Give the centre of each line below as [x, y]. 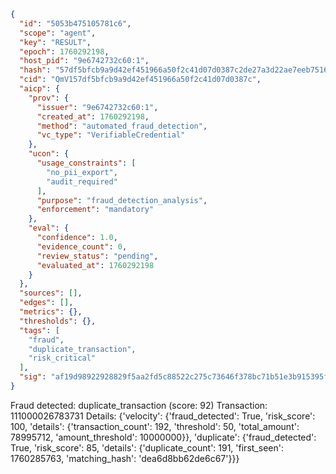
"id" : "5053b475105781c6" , [75, 23]
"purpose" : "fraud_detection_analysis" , [122, 200]
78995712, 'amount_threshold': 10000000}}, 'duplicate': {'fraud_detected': [163, 437]
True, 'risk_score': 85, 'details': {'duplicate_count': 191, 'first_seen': [147, 447]
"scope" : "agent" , [58, 33]
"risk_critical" [62, 358]
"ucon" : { [49, 154]
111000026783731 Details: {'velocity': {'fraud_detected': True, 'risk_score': [163, 416]
